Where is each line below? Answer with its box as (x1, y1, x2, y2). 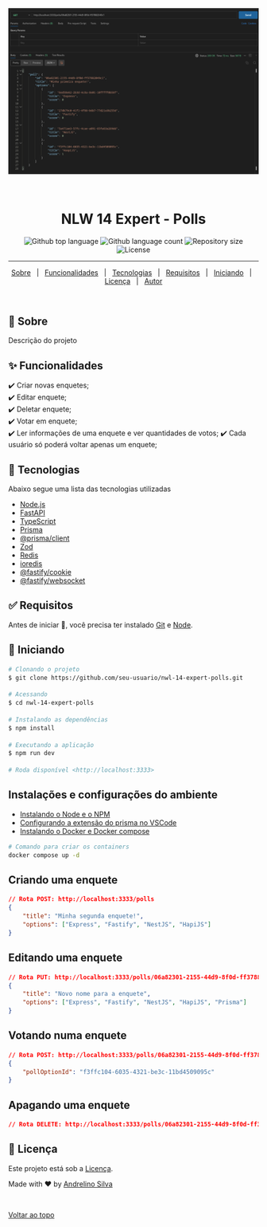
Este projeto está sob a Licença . (8, 1163, 114, 1173)
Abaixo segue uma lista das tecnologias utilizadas (8, 484, 172, 494)
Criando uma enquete (8, 873, 118, 887)
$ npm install (8, 724, 56, 732)
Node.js (19, 500, 46, 509)
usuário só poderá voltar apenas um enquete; (8, 440, 157, 450)
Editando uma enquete (8, 951, 123, 965)
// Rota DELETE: (8, 1120, 62, 1129)
